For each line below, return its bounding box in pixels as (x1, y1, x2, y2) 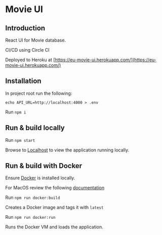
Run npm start (5, 137, 35, 143)
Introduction (5, 24, 46, 32)
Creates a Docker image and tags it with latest (5, 204, 104, 211)
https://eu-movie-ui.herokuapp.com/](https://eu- (55, 57, 157, 63)
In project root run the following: (5, 90, 72, 96)
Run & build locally (5, 124, 65, 132)
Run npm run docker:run (5, 214, 56, 220)
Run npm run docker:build (5, 194, 60, 201)
